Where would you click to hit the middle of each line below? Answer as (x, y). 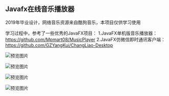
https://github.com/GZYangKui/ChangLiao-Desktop (59, 45)
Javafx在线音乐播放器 (40, 9)
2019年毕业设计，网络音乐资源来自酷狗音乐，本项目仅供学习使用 (73, 22)
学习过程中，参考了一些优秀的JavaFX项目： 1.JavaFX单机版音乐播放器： (81, 33)
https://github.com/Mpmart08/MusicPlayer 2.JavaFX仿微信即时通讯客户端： (86, 39)
